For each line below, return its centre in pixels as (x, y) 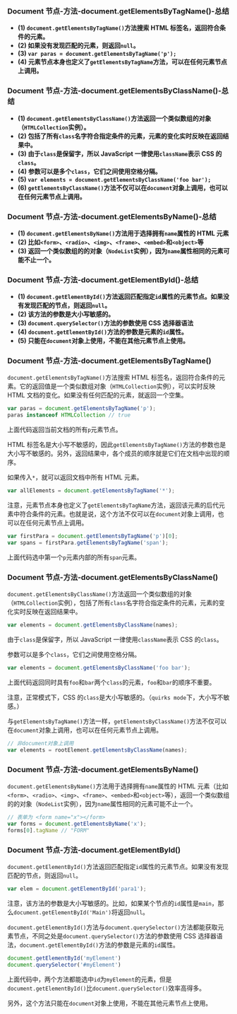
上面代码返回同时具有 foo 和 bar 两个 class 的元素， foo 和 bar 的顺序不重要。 (111, 682)
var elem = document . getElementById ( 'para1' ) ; (77, 889)
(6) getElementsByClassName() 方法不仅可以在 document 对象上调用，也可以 (122, 187)
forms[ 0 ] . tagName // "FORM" (49, 830)
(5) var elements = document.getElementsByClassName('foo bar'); (114, 179)
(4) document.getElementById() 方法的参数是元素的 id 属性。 (103, 332)
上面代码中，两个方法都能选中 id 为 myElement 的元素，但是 (90, 979)
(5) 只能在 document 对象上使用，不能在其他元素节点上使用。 (103, 341)
